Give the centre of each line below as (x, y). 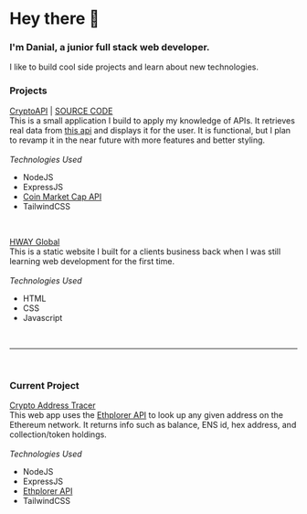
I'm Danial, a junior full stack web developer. (110, 48)
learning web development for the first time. (92, 261)
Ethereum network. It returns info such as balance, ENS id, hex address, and (153, 425)
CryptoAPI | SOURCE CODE (61, 111)
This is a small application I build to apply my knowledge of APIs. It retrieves (152, 120)
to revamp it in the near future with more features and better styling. (138, 140)
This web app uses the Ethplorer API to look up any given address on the (146, 415)
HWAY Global (35, 241)
